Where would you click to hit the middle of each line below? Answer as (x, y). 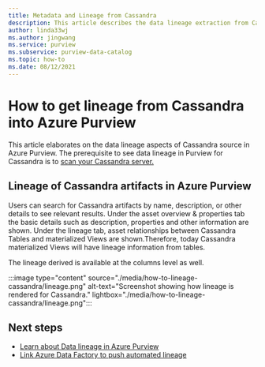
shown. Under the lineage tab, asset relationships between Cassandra (122, 230)
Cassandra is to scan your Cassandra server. (81, 161)
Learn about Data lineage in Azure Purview (89, 346)
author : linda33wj (38, 30)
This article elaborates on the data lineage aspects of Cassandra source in (129, 144)
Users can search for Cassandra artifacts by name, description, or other (125, 205)
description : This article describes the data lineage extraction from (128, 23)
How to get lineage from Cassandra (126, 105)
